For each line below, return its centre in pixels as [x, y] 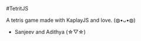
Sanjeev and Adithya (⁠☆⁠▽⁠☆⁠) [50, 32]
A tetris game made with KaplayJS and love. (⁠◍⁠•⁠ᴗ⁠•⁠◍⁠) [71, 20]
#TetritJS [17, 8]
